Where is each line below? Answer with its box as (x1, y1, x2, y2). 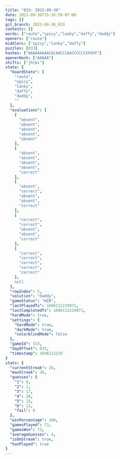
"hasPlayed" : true (10, 442, 50, 447)
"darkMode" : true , (14, 327, 54, 332)
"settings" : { (10, 317, 40, 323)
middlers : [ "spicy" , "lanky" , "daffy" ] (5, 41, 86, 46)
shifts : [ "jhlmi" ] (5, 60, 44, 65)
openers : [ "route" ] (5, 36, 47, 42)
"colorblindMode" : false (14, 332, 67, 337)
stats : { (5, 360, 24, 366)
